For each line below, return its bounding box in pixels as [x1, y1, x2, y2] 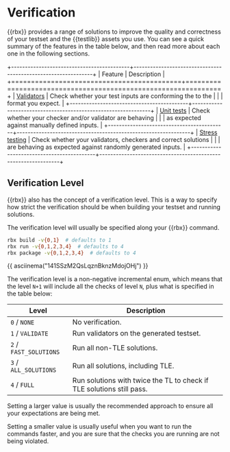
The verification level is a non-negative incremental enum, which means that [7, 275, 222, 283]
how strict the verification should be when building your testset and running [7, 202, 221, 211]
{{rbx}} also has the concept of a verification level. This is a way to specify [7, 195, 218, 204]
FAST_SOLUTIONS [10, 348, 60, 356]
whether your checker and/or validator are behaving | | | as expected [7, 113, 202, 121]
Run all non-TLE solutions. [72, 343, 158, 353]
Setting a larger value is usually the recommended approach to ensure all [7, 402, 214, 410]
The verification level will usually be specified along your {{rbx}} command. [7, 223, 220, 231]
